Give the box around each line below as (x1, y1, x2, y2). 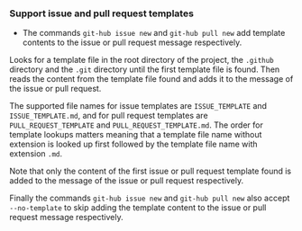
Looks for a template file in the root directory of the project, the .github (9, 55, 275, 66)
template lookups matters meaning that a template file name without (9, 129, 262, 140)
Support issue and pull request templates (9, 7, 194, 20)
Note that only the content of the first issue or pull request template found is (9, 165, 291, 177)
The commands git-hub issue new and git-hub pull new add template (22, 28, 286, 39)
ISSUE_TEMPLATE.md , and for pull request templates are (9, 111, 209, 121)
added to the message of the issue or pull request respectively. (9, 175, 244, 186)
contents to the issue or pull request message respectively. (22, 37, 243, 48)
